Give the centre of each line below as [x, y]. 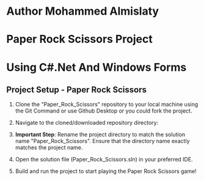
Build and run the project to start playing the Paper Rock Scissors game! [106, 171]
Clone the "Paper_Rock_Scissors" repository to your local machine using [107, 105]
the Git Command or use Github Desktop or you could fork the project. [104, 111]
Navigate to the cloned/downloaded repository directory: [87, 123]
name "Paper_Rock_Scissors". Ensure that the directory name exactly [103, 141]
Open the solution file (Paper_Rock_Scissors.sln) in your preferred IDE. [104, 160]
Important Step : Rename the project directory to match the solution [100, 135]
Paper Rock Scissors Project [79, 39]
